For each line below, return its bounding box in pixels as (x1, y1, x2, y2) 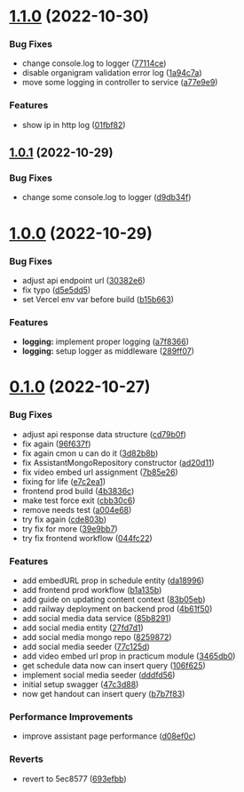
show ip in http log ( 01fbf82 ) (21, 119, 126, 130)
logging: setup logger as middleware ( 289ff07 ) (21, 346, 195, 356)
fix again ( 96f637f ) (21, 438, 91, 449)
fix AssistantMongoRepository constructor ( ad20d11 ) (21, 457, 215, 468)
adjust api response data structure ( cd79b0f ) (21, 428, 186, 439)
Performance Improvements (9, 710, 134, 723)
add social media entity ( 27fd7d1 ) (21, 622, 144, 633)
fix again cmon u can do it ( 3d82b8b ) (21, 447, 159, 459)
